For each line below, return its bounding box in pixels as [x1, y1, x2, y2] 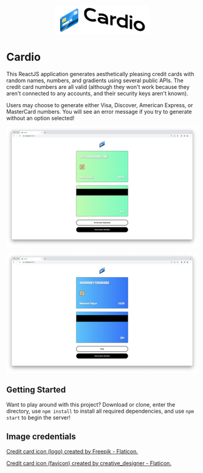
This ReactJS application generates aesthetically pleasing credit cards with [6, 71, 194, 78]
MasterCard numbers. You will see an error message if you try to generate [6, 108, 193, 116]
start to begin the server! [6, 413, 71, 421]
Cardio [6, 51, 41, 64]
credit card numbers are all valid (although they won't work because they [6, 83, 190, 91]
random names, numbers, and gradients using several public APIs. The [6, 77, 184, 84]
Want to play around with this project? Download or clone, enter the [6, 401, 176, 408]
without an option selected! [6, 114, 75, 122]
